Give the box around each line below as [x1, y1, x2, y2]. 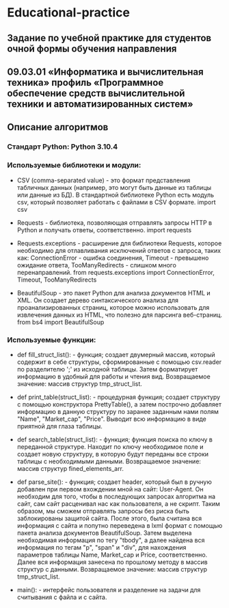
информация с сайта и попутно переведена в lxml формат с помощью [16, 521, 223, 529]
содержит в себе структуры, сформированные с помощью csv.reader [16, 358, 222, 366]
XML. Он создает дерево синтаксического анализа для [16, 296, 179, 304]
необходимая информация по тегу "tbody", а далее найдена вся [16, 536, 205, 544]
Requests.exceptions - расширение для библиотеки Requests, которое [16, 239, 222, 247]
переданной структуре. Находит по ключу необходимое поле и [16, 442, 204, 450]
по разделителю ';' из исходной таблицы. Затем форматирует [16, 365, 198, 373]
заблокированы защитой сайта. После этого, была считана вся [16, 514, 202, 522]
